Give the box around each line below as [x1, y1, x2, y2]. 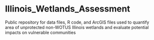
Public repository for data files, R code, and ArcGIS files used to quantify [5, 19, 150, 25]
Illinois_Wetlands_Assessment [5, 3, 130, 14]
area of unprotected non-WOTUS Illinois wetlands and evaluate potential [5, 24, 149, 30]
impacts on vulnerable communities [5, 29, 76, 35]
